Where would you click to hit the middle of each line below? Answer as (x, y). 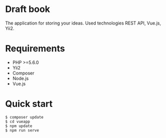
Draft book (28, 9)
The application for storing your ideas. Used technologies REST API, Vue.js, (83, 23)
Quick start (29, 104)
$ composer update (24, 117)
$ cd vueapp (18, 121)
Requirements (35, 49)
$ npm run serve (22, 130)
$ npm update (19, 126)
